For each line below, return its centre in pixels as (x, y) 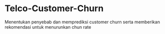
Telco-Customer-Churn (54, 8)
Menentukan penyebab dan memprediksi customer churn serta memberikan (82, 22)
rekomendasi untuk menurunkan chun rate (48, 27)
